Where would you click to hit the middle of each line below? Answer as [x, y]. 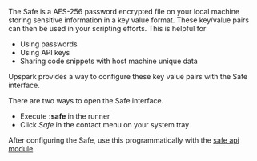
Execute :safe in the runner [65, 116]
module [21, 149]
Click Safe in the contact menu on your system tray [104, 125]
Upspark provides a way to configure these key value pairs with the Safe [128, 76]
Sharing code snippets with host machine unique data [108, 61]
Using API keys [45, 52]
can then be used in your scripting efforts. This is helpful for [107, 28]
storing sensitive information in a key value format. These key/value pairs [129, 20]
